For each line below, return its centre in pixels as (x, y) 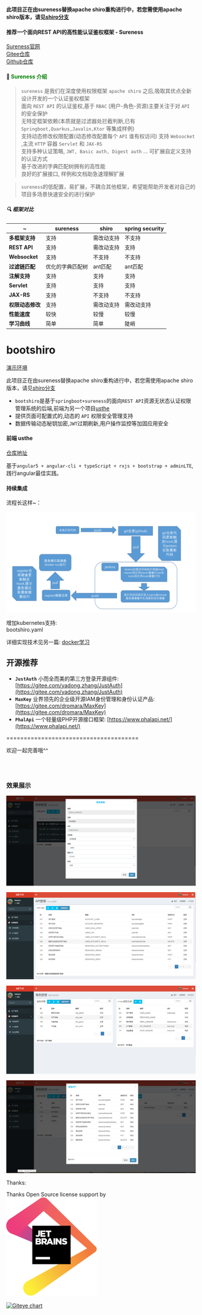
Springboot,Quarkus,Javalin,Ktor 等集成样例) (78, 128)
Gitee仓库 (18, 54)
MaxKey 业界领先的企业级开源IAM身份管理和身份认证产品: (85, 699)
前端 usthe (20, 438)
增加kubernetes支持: (32, 623)
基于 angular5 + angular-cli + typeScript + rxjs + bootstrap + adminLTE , (100, 466)
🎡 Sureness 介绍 (27, 76)
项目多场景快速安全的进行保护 (58, 194)
